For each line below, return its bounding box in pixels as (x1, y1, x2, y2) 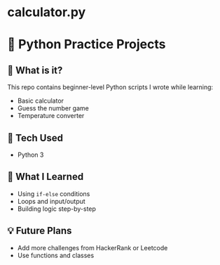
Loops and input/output (17, 197, 85, 205)
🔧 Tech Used (7, 131, 63, 144)
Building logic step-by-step (17, 205, 97, 213)
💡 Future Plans (7, 225, 72, 237)
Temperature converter (17, 112, 85, 120)
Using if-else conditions (17, 189, 90, 198)
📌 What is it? (7, 64, 63, 76)
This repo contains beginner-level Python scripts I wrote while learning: (7, 83, 214, 91)
